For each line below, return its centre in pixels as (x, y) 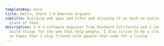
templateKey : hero (24, 9)
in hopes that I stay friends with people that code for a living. (80, 36)
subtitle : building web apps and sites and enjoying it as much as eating (83, 18)
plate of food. (25, 23)
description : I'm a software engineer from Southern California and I (78, 27)
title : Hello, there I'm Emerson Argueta (48, 14)
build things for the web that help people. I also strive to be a (80, 32)
